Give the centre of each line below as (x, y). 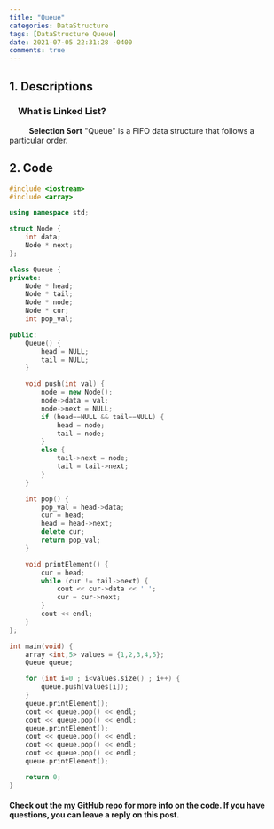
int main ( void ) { (41, 646)
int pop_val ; (49, 319)
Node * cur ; (47, 311)
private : (25, 278)
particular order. (39, 140)
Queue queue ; (49, 663)
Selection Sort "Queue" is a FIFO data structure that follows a (141, 130)
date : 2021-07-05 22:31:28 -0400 (71, 42)
